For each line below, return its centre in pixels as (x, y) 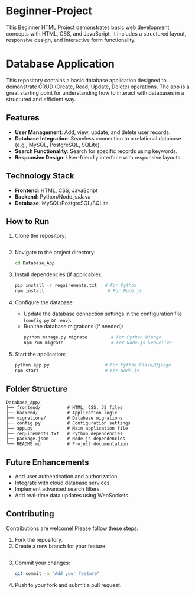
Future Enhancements (48, 462)
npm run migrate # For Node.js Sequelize (98, 343)
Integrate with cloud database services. (63, 483)
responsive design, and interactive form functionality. (71, 40)
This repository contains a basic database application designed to (86, 80)
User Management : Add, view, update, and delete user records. (92, 132)
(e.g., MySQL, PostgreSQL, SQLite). (58, 145)
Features (23, 118)
